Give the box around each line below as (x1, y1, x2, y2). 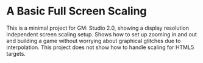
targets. (6, 50, 26, 57)
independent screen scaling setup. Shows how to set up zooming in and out (6, 30, 197, 38)
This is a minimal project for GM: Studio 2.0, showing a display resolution (6, 24, 189, 31)
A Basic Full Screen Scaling (6, 4, 148, 18)
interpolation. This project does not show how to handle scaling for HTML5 (6, 44, 194, 51)
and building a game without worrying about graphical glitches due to (6, 37, 181, 44)
